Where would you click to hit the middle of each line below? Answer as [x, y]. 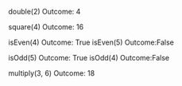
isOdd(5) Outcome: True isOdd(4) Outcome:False [89, 58]
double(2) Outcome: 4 [45, 12]
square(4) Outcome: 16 [46, 27]
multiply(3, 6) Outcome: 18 [52, 73]
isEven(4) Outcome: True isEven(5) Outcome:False [91, 42]
